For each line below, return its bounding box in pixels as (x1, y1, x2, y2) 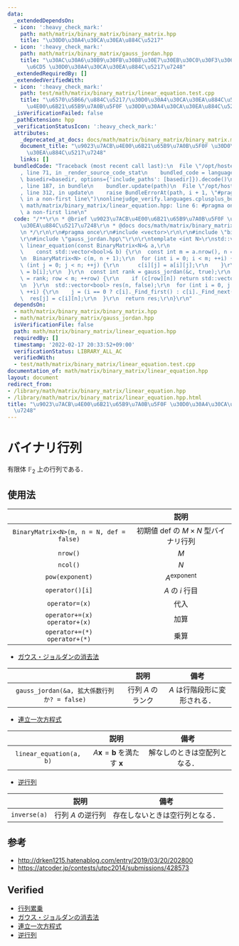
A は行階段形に (169, 685, 219, 694)
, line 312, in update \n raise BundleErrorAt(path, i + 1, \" (20, 189, 218, 196)
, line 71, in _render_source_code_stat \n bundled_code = (20, 169, 205, 176)
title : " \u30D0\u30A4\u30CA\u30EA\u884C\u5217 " (20, 37, 164, 44)
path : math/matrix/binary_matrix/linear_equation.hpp (14, 328, 176, 335)
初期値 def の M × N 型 (136, 526, 211, 536)
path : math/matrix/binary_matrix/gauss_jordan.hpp (20, 51, 174, 58)
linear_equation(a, (15, 750, 81, 758)
